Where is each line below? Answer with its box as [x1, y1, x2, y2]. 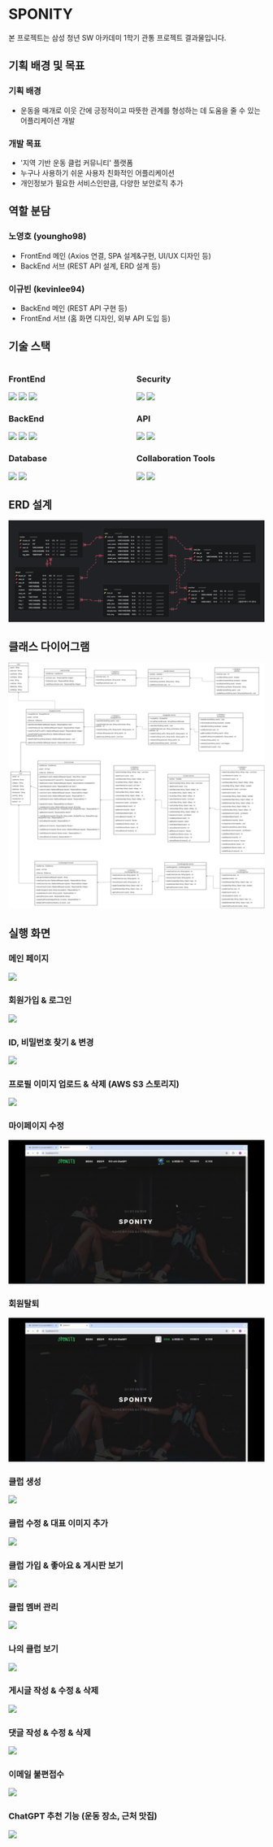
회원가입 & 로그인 [8, 995, 72, 1006]
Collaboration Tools [136, 453, 215, 464]
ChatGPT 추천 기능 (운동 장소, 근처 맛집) [8, 1810, 158, 1822]
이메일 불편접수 [8, 1769, 65, 1780]
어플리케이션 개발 [19, 115, 76, 125]
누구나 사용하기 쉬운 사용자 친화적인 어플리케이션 [19, 168, 175, 177]
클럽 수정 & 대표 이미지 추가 [8, 1518, 108, 1529]
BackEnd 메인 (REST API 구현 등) [19, 303, 128, 313]
